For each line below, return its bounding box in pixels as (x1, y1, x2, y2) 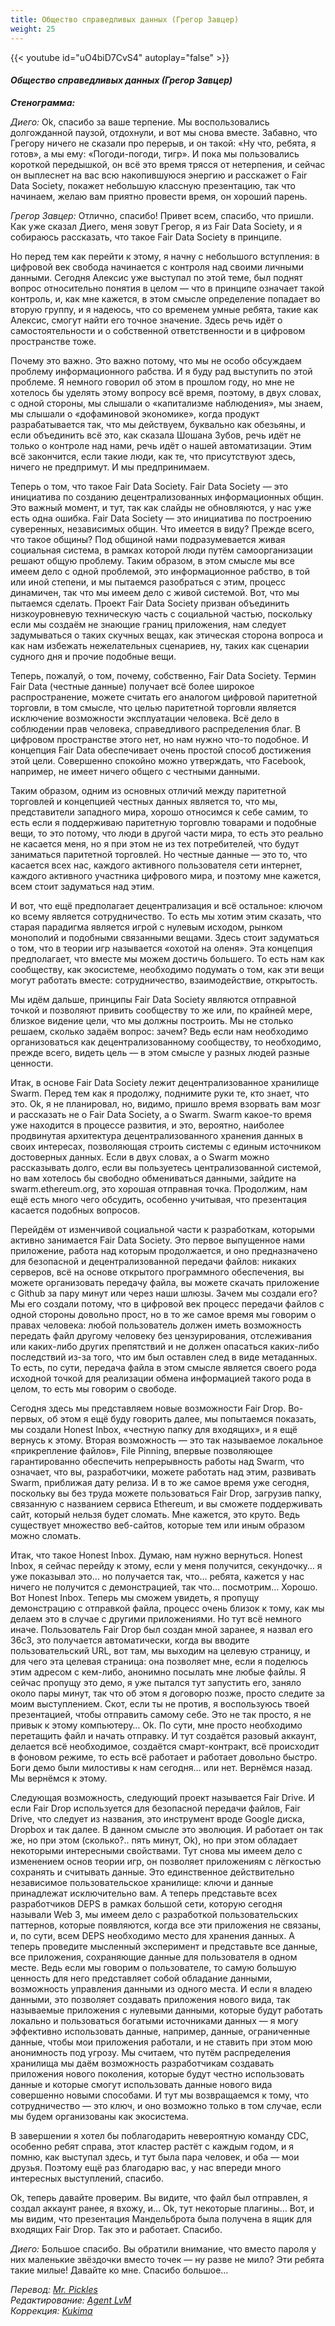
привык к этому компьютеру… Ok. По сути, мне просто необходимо (10, 1719, 303, 1731)
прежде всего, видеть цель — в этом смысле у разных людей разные (10, 1046, 310, 1058)
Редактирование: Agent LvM (10, 2294, 132, 2306)
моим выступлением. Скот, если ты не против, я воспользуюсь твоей (10, 1697, 310, 1710)
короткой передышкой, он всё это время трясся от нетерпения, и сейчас (10, 158, 326, 170)
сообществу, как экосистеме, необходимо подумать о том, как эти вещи (10, 963, 325, 975)
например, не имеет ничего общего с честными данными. (10, 765, 261, 777)
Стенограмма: (10, 96, 76, 108)
